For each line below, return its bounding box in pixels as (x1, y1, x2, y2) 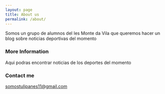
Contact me (5, 72, 35, 79)
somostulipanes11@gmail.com (5, 83, 67, 89)
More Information (5, 48, 49, 55)
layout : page (5, 7, 33, 12)
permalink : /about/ (5, 16, 46, 21)
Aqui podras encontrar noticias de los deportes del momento (5, 59, 132, 65)
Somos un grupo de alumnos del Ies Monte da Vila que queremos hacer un (5, 30, 160, 36)
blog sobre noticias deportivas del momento (5, 35, 97, 41)
